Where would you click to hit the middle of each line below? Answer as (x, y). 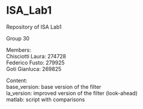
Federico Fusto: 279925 (35, 63)
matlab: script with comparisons (46, 99)
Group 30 (18, 38)
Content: (17, 80)
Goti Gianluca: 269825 (34, 68)
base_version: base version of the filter (54, 86)
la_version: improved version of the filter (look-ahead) (72, 93)
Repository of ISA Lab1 (34, 27)
